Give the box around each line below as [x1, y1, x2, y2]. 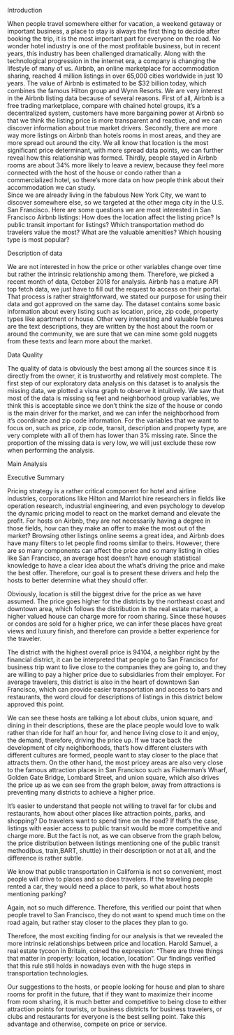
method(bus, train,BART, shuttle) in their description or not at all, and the [7, 846, 217, 854]
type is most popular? [7, 235, 70, 244]
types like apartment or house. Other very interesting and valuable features [7, 315, 224, 323]
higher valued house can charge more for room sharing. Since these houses [7, 612, 226, 620]
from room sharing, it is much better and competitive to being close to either [7, 998, 227, 1006]
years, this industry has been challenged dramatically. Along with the [7, 49, 206, 57]
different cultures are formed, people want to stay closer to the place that [7, 751, 219, 759]
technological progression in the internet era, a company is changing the [7, 57, 217, 65]
